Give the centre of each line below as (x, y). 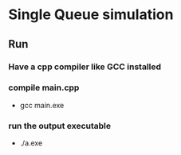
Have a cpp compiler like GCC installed (85, 67)
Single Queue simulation (91, 15)
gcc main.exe (42, 105)
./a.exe (31, 143)
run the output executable (60, 126)
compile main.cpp (44, 87)
